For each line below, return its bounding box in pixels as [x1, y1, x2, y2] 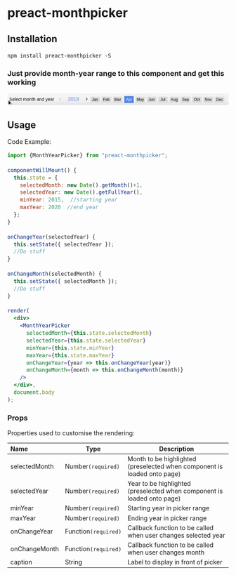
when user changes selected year [127, 531, 225, 539]
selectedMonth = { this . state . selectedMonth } [25, 330, 152, 337]
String [65, 558, 83, 567]
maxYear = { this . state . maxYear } [25, 352, 114, 359]
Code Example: [7, 138, 51, 146]
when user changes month [127, 548, 205, 557]
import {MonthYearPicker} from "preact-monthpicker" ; [7, 152, 169, 159]
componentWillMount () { [7, 166, 77, 173]
